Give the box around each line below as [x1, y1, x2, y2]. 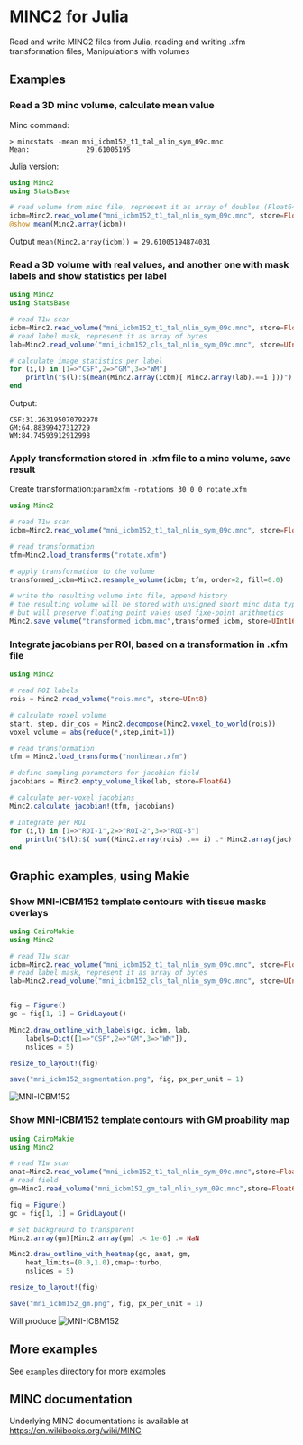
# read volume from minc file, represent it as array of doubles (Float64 [9, 203, 297, 212]
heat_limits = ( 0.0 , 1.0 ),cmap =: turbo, [25, 1258, 164, 1267]
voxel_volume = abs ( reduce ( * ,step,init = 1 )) [9, 727, 176, 736]
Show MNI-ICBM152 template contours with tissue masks [9, 895, 267, 908]
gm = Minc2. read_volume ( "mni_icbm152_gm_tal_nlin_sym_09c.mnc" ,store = [9, 1184, 272, 1193]
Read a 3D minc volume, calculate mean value [9, 99, 215, 112]
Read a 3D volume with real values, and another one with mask [9, 258, 289, 271]
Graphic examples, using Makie [9, 868, 190, 884]
